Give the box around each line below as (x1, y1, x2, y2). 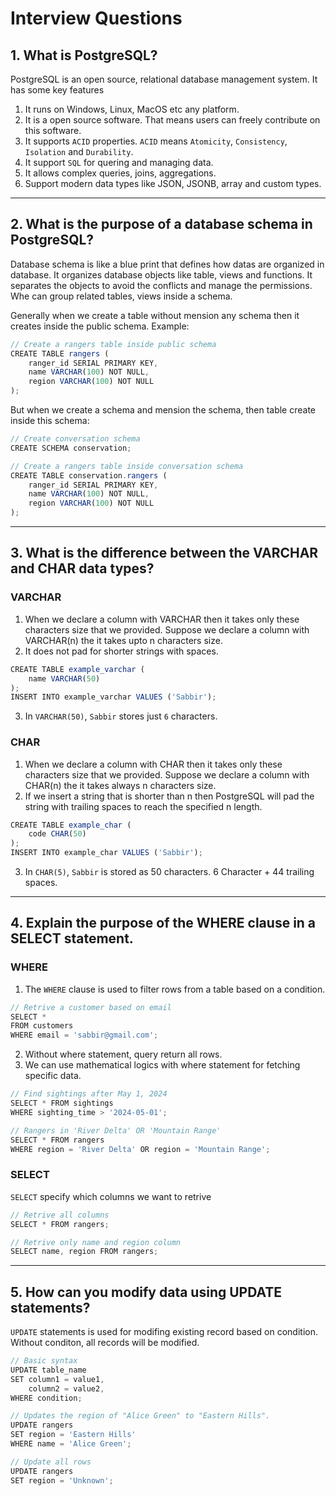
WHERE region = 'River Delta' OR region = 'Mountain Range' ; (10, 1144, 271, 1154)
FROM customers (10, 1021, 74, 1031)
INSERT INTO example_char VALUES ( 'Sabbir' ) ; (10, 848, 203, 858)
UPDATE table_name (10, 1365, 87, 1375)
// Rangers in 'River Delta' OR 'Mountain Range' (10, 1125, 222, 1136)
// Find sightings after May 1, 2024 (10, 1089, 168, 1099)
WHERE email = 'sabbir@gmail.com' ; (10, 1030, 159, 1041)
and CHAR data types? (10, 560, 155, 577)
